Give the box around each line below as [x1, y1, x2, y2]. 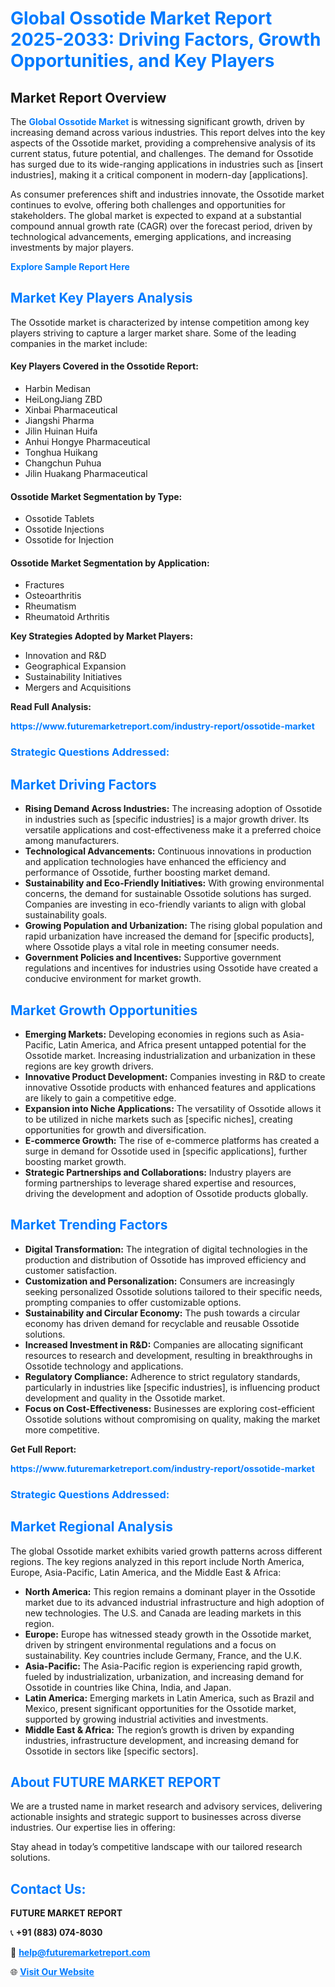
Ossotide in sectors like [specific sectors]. [24, 1745, 199, 1757]
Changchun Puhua [24, 457, 102, 469]
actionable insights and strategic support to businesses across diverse [10, 1811, 302, 1823]
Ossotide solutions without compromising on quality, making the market [24, 1413, 321, 1425]
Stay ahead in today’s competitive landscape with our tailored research [10, 1841, 303, 1853]
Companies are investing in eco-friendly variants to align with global [24, 898, 307, 911]
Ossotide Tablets [24, 513, 95, 525]
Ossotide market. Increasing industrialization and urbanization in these [24, 1049, 316, 1061]
